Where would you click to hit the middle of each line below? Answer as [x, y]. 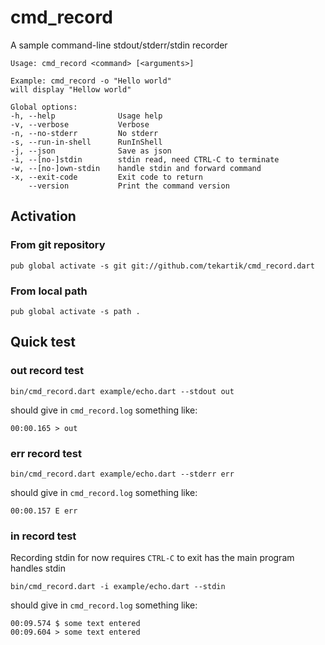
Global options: [44, 107]
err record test [46, 453]
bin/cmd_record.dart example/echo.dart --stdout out [122, 391]
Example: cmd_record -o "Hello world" [91, 81]
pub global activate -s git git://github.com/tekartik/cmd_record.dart [162, 266]
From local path [49, 291]
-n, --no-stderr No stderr [84, 133]
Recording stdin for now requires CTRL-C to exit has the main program [152, 558]
